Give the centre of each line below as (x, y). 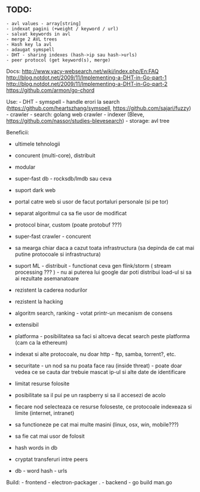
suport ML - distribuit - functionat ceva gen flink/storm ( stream (93, 265)
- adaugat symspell (30, 49)
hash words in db (36, 447)
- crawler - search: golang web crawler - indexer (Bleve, (75, 114)
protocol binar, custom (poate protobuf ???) (68, 225)
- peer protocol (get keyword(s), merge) (59, 60)
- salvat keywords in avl (38, 34)
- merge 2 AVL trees (32, 39)
